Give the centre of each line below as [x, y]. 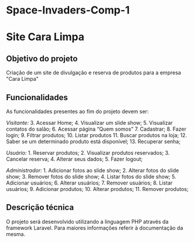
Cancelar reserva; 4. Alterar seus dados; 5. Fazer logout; [74, 159]
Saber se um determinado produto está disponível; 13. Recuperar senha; [93, 142]
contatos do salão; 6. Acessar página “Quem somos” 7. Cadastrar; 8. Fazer [96, 129]
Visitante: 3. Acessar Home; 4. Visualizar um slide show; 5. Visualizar [89, 123]
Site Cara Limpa [45, 37]
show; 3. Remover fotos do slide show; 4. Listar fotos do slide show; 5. [91, 177]
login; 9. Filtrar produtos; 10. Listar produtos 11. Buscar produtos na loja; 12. [97, 135]
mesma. [16, 234]
